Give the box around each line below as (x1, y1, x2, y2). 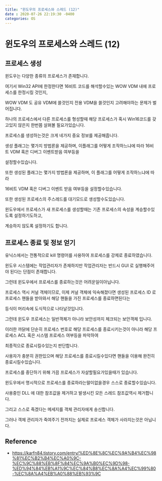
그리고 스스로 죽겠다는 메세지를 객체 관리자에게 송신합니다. (5, 406, 115, 413)
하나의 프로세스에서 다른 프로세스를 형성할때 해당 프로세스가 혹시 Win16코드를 (5, 116, 151, 122)
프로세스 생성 (5, 59, 42, 67)
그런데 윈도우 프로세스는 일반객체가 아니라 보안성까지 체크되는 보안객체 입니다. (5, 316, 152, 322)
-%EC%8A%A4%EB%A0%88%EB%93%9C (12, 471, 101, 476)
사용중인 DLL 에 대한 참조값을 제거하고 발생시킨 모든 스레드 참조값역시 (5, 390, 137, 396)
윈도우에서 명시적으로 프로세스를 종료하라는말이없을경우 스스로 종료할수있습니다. (5, 380, 157, 386)
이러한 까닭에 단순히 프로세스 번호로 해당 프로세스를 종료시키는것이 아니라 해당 (5, 326, 152, 332)
